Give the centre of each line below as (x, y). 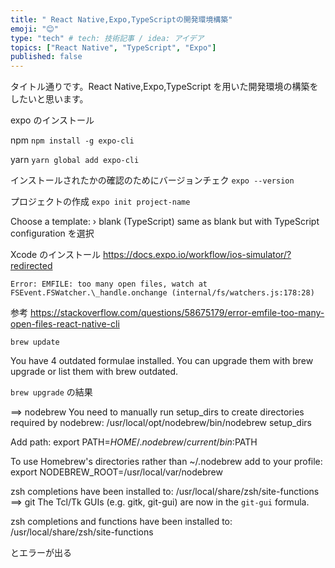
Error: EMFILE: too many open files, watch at (109, 284)
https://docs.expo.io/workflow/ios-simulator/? (197, 255)
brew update (35, 342)
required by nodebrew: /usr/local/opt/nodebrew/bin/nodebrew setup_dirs (161, 423)
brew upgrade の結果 (51, 392)
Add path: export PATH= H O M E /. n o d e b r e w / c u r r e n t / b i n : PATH (134, 442)
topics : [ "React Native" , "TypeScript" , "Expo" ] (113, 47)
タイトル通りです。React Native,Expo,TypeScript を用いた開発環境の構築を (164, 87)
